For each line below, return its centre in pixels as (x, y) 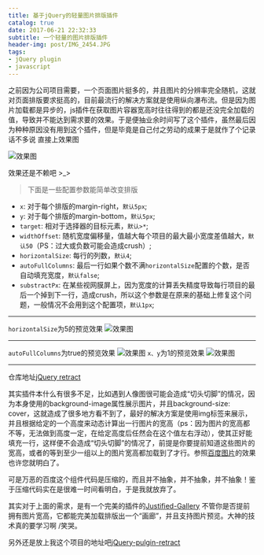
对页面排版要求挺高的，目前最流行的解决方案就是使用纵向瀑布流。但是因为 (128, 100)
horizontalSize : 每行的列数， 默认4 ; (75, 255)
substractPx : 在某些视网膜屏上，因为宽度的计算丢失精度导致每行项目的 (134, 285)
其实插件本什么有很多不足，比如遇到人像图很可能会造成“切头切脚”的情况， (128, 394)
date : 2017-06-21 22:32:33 (52, 30)
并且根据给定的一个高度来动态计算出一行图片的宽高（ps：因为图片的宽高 (126, 423)
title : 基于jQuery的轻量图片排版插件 (63, 15)
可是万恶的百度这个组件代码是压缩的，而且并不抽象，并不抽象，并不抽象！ (128, 479)
